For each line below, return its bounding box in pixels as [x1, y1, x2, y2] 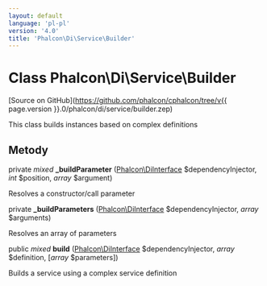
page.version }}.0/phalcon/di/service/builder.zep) [8, 104, 173, 114]
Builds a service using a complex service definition [8, 268, 177, 278]
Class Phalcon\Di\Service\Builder [8, 69, 236, 87]
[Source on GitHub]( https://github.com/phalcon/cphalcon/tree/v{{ [8, 96, 227, 106]
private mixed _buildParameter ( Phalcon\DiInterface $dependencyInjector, [8, 164, 257, 174]
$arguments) [8, 213, 52, 222]
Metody [8, 143, 48, 157]
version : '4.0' [8, 27, 60, 35]
